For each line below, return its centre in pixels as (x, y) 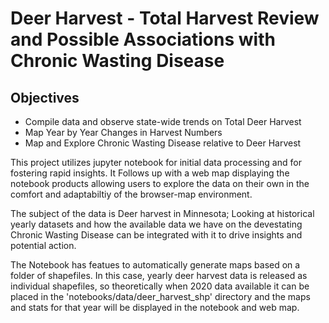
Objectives (45, 97)
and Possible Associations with (143, 39)
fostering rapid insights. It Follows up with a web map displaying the (150, 173)
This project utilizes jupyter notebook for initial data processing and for (156, 162)
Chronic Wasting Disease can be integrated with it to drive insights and (156, 235)
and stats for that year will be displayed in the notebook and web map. (155, 307)
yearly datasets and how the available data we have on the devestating (156, 224)
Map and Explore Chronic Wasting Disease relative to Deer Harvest (163, 143)
